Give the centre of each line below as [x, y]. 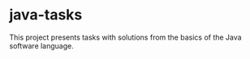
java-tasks [46, 15]
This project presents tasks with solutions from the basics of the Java [125, 37]
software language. [41, 45]
